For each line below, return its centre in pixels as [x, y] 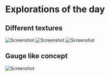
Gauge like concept [36, 56]
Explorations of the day [55, 9]
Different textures [34, 28]
